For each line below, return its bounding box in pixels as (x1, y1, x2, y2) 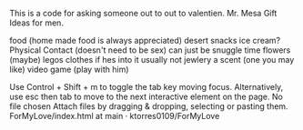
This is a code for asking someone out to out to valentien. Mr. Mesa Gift (9, 8, 278, 18)
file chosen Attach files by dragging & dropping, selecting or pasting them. (9, 101, 288, 112)
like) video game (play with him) (9, 64, 129, 75)
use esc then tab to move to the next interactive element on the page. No (9, 91, 284, 102)
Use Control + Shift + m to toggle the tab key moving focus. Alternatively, (9, 82, 284, 92)
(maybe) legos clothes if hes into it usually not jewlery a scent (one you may (9, 55, 295, 65)
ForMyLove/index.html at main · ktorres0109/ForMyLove (9, 111, 220, 121)
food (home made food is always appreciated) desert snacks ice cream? (9, 35, 280, 45)
